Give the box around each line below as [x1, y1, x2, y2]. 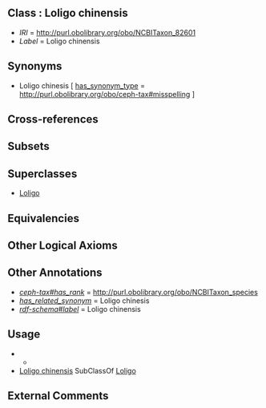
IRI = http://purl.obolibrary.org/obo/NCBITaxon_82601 [18, 27, 196, 37]
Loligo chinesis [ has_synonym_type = [18, 80, 146, 91]
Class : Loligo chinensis [7, 6, 129, 20]
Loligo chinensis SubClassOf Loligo [18, 366, 137, 375]
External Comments [7, 389, 109, 403]
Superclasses [7, 167, 78, 180]
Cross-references [7, 112, 99, 127]
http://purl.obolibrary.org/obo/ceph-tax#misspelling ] [18, 89, 195, 99]
